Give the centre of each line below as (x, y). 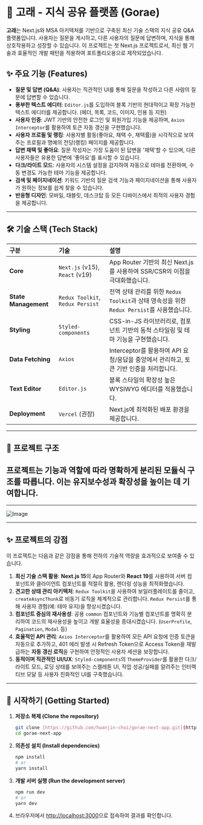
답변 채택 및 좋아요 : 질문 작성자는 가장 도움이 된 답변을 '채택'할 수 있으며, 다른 (105, 150)
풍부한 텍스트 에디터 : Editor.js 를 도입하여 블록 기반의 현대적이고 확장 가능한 (105, 104)
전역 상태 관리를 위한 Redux (145, 292)
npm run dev (30, 792)
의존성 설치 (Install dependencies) (57, 746)
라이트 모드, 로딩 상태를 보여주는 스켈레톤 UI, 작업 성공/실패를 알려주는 (98, 666)
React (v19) (75, 274)
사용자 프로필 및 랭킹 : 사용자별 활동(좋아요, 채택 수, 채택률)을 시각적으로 (99, 135)
